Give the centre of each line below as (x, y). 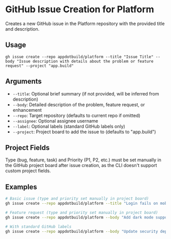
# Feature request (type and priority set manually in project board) (82, 212)
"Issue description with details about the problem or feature (85, 61)
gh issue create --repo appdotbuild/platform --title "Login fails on (82, 204)
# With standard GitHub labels (38, 226)
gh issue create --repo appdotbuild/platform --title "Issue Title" (79, 57)
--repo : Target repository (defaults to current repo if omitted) (77, 115)
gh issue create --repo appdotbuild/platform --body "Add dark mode (79, 217)
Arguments (24, 81)
